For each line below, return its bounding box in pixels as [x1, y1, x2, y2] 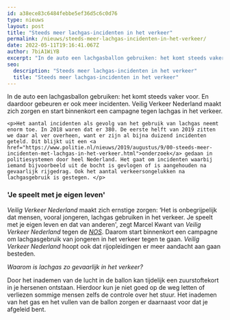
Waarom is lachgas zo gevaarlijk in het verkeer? [7, 262, 144, 271]
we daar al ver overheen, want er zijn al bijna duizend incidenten [7, 132, 207, 139]
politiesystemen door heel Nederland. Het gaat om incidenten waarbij [7, 156, 213, 163]
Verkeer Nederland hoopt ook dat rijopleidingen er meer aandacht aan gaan [7, 242, 221, 250]
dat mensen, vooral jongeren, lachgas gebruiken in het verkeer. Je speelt [7, 213, 214, 221]
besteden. [7, 249, 36, 258]
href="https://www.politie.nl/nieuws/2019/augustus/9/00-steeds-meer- [7, 145, 213, 151]
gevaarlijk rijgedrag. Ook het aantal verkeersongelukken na [7, 169, 186, 175]
